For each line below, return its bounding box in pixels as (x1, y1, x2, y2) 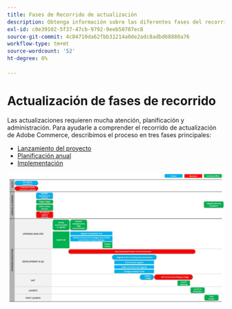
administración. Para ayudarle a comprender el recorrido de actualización (7, 123, 217, 132)
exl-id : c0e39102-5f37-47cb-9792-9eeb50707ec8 (7, 26, 144, 33)
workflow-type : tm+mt (7, 40, 70, 48)
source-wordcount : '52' (7, 48, 76, 55)
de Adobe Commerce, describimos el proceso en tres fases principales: (7, 130, 212, 139)
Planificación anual (17, 151, 71, 159)
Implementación (17, 159, 64, 167)
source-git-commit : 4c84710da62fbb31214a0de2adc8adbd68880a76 (7, 33, 190, 40)
